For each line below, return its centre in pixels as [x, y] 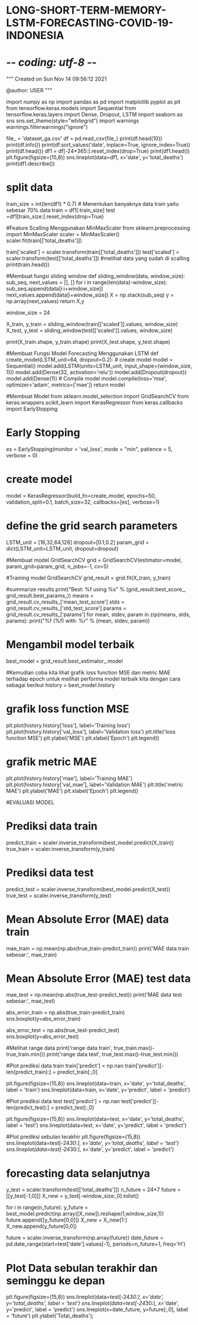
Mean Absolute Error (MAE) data [87, 919]
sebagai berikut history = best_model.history [61, 685]
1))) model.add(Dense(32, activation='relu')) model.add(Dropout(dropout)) [97, 372]
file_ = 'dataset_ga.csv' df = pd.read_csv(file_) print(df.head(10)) [84, 138]
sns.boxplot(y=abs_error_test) [43, 1037]
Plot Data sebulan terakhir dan [82, 1268]
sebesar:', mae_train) [32, 955]
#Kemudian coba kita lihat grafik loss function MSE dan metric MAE [88, 672]
